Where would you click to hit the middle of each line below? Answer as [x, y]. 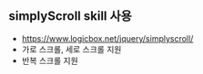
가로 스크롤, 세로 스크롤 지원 [71, 49]
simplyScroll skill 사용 [71, 16]
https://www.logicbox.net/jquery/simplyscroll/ [107, 38]
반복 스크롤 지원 [50, 60]
